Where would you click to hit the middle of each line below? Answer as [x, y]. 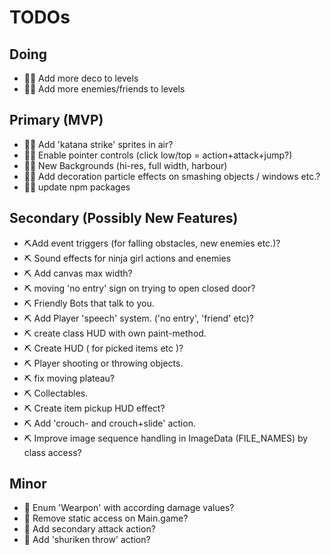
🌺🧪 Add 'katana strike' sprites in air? [98, 144]
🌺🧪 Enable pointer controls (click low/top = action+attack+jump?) [158, 155]
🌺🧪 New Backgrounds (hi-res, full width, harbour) [125, 165]
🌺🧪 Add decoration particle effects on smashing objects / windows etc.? [172, 176]
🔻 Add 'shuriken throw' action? [87, 540]
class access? [52, 452]
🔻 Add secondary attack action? [89, 529]
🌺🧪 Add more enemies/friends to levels [104, 89]
